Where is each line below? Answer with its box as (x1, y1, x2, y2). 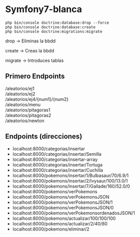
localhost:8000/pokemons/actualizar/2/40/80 (12, 220, 108, 226)
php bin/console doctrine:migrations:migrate (5, 29, 102, 34)
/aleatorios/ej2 (5, 91, 36, 97)
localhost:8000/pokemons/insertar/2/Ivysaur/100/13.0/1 (12, 177, 128, 184)
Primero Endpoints (5, 72, 65, 81)
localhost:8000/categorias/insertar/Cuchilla (12, 167, 103, 173)
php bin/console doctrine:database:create (5, 24, 96, 30)
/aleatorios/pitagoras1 (5, 107, 50, 113)
